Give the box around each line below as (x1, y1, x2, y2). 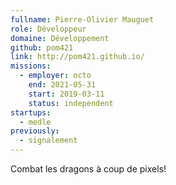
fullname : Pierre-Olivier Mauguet (10, 14, 155, 25)
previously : (10, 126, 60, 136)
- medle (19, 117, 52, 127)
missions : (10, 61, 52, 71)
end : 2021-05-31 (28, 80, 97, 90)
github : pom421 (10, 42, 74, 53)
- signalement (19, 136, 78, 146)
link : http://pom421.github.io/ (10, 52, 145, 62)
